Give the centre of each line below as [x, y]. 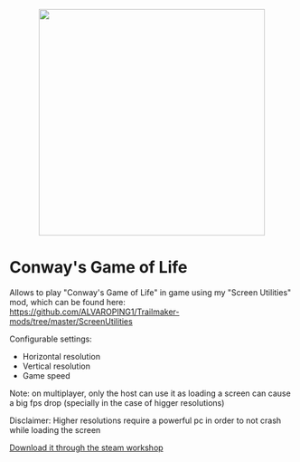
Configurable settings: [51, 339]
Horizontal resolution [61, 356]
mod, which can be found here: [68, 302]
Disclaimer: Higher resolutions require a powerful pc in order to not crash [145, 420]
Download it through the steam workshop [87, 448]
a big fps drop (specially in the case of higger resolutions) [117, 402]
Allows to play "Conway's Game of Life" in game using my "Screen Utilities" [150, 292]
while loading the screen [55, 429]
